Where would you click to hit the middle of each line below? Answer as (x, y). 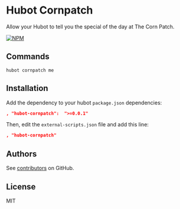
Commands (28, 57)
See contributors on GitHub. (40, 168)
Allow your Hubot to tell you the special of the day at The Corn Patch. (90, 27)
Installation (27, 88)
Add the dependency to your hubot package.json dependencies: (84, 102)
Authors (22, 154)
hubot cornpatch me (30, 70)
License (21, 187)
